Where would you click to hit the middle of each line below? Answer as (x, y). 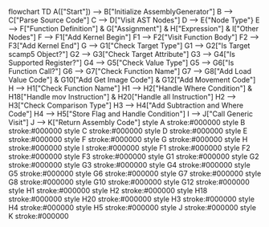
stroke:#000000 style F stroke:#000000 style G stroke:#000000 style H (128, 139)
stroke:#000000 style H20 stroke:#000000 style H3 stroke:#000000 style (132, 199)
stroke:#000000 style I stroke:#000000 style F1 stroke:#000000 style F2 (129, 148)
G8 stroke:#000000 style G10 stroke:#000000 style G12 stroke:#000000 (129, 182)
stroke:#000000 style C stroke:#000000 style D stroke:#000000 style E (128, 131)
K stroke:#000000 (39, 216)
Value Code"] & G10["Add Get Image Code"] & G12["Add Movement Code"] (132, 80)
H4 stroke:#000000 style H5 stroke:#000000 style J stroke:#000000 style (132, 207)
